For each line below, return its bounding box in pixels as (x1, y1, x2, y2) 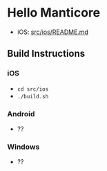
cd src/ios (17, 85, 49, 93)
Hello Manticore (7, 5, 101, 21)
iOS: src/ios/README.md (17, 28, 88, 36)
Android (7, 109, 35, 118)
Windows (7, 142, 40, 152)
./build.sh (17, 93, 49, 100)
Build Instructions (7, 48, 86, 60)
